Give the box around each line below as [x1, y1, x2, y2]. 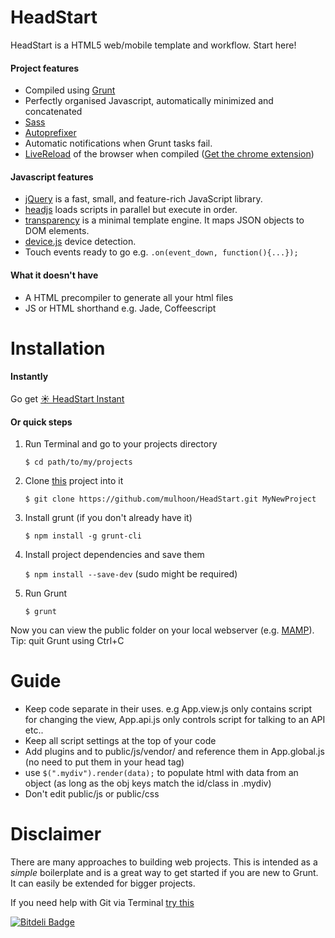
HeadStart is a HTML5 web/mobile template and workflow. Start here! [10, 39, 297, 51]
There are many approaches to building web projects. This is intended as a [10, 856, 318, 868]
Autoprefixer [24, 127, 77, 139]
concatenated [24, 106, 83, 118]
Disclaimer [10, 823, 102, 846]
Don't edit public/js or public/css [24, 788, 160, 800]
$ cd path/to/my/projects [24, 457, 133, 468]
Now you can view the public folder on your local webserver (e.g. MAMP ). [10, 624, 315, 636]
